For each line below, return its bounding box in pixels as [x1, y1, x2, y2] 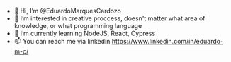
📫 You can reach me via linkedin [13, 37, 111, 45]
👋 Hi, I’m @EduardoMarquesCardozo [13, 7, 122, 15]
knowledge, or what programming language [13, 22, 142, 30]
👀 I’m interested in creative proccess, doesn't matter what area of [13, 14, 205, 23]
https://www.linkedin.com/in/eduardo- [111, 37, 224, 45]
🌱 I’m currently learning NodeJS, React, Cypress [13, 29, 156, 37]
